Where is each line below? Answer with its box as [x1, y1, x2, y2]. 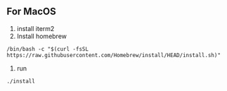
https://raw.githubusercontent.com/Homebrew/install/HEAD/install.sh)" [6, 51, 221, 59]
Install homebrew [16, 32, 67, 40]
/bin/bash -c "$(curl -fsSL [6, 45, 89, 52]
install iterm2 [16, 24, 55, 32]
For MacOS [6, 6, 57, 18]
